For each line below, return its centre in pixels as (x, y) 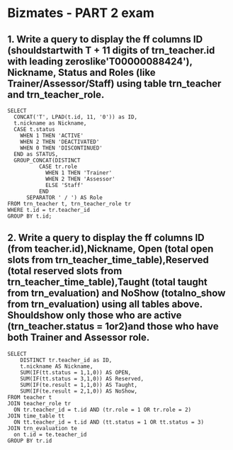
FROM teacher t (30, 397)
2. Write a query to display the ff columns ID (106, 238)
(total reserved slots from (65, 271)
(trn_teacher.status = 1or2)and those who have (113, 326)
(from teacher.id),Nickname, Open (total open (110, 249)
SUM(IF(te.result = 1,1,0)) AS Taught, (79, 385)
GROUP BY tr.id (30, 441)
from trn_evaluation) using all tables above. (105, 304)
